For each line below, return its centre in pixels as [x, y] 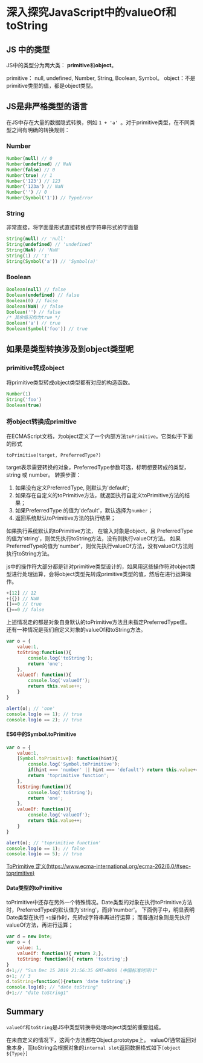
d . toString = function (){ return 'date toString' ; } [69, 982]
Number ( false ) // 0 [31, 170]
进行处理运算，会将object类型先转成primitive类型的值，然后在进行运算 [98, 574]
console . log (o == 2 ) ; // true [44, 720]
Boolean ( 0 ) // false [32, 300]
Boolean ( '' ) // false [34, 312]
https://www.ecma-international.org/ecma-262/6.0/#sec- [120, 866]
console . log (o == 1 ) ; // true [44, 714]
